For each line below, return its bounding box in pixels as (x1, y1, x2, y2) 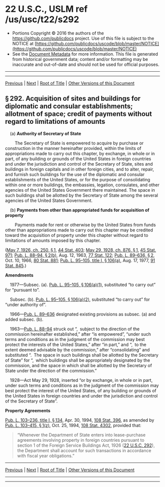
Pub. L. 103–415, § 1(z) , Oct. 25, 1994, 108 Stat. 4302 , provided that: (5, 422, 141, 428)
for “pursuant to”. (5, 286, 40, 293)
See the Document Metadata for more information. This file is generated (12, 51, 158, 57)
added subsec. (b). (5, 316, 44, 322)
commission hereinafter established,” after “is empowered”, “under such (5, 331, 151, 337)
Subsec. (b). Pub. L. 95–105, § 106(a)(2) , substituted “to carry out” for (9, 296, 150, 302)
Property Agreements (5, 407, 51, 413)
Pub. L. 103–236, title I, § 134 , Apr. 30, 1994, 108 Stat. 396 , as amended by (5, 417, 155, 423)
